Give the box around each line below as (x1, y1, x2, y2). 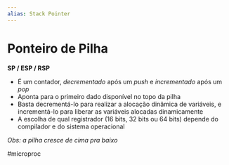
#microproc (7, 149, 41, 158)
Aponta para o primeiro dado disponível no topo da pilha (17, 92, 181, 100)
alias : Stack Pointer (7, 10, 71, 18)
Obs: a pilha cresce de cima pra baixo (7, 136, 118, 144)
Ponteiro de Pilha (7, 40, 109, 56)
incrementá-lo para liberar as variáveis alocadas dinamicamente (17, 107, 204, 116)
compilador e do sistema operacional (17, 122, 125, 131)
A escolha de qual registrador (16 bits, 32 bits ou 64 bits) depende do (17, 114, 219, 123)
